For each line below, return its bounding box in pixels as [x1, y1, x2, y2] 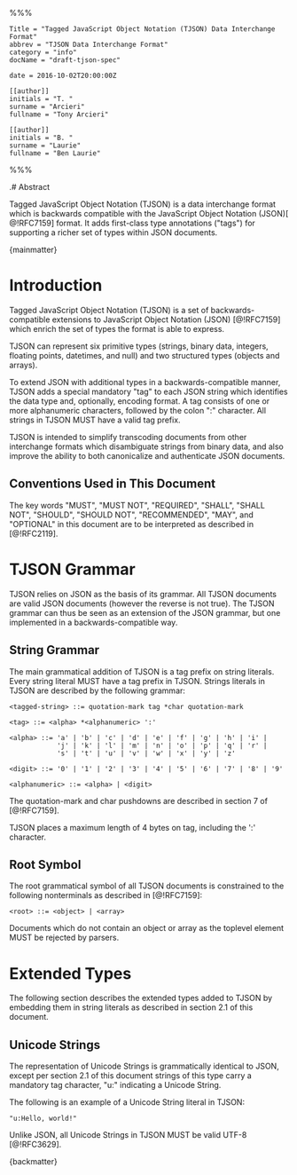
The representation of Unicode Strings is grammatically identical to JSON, [9, 1061, 279, 1072]
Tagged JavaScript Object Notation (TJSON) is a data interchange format [9, 199, 277, 209]
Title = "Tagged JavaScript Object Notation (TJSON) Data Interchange [9, 25, 276, 34]
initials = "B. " [9, 133, 74, 142]
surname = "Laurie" [9, 141, 82, 150]
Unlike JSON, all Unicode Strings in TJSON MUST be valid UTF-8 [9, 1130, 247, 1140]
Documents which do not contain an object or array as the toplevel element [9, 923, 285, 934]
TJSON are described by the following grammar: [9, 685, 186, 696]
